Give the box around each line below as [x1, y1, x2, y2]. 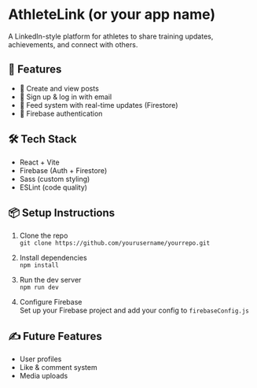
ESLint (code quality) [19, 183, 88, 192]
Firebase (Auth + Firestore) [19, 165, 108, 175]
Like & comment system [19, 363, 97, 372]
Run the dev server [19, 275, 82, 285]
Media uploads [19, 371, 68, 381]
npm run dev [19, 283, 59, 292]
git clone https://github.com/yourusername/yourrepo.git [19, 239, 211, 247]
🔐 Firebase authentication [19, 109, 103, 118]
